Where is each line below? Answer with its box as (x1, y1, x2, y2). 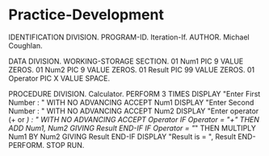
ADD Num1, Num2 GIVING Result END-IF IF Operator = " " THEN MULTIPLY (8, 123, 257, 133)
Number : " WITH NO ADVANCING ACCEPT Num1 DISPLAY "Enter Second (8, 97, 254, 107)
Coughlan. (8, 40, 43, 50)
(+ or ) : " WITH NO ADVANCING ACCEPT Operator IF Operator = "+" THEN (8, 114, 260, 124)
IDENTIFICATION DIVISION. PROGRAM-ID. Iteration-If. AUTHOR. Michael (8, 32, 250, 42)
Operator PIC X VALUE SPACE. (8, 73, 111, 83)
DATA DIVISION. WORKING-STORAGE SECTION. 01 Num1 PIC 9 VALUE (8, 56, 244, 66)
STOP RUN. (45, 140, 85, 150)
